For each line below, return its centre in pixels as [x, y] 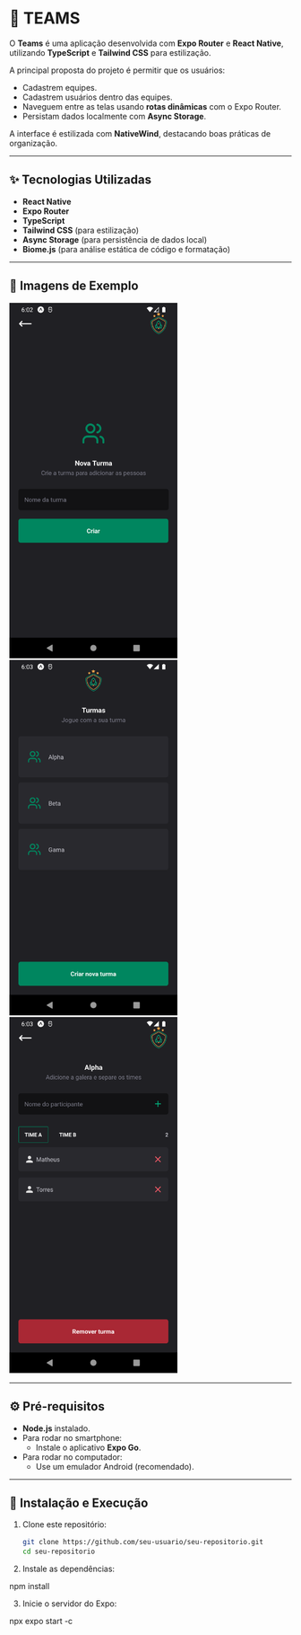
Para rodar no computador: [72, 1457]
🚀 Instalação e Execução [79, 1502]
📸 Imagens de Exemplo [74, 286]
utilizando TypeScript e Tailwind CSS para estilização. [111, 52]
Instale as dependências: [68, 1569]
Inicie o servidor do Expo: [69, 1604]
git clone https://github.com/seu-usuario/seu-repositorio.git [143, 1542]
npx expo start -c [41, 1622]
